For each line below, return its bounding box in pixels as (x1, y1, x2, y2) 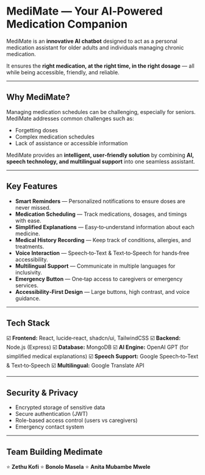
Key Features (6, 181, 58, 191)
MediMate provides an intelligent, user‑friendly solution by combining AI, (6, 151, 194, 159)
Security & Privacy (6, 387, 79, 398)
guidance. (15, 295, 41, 302)
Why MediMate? (6, 92, 70, 102)
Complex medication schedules (15, 133, 95, 140)
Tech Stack (6, 318, 50, 328)
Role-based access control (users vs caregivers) (15, 416, 138, 424)
